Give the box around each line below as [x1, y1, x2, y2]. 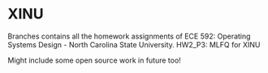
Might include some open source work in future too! [7, 55, 182, 65]
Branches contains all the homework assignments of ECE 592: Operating [7, 31, 251, 41]
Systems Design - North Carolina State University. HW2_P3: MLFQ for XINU [7, 39, 261, 49]
